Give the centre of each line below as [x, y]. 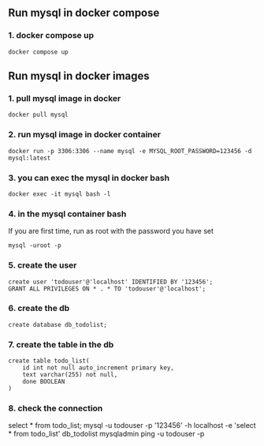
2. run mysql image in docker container [85, 135]
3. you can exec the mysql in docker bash [89, 178]
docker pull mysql [38, 115]
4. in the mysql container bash [67, 214]
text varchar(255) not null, [70, 375]
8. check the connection [56, 408]
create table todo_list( [49, 361]
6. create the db [39, 309]
